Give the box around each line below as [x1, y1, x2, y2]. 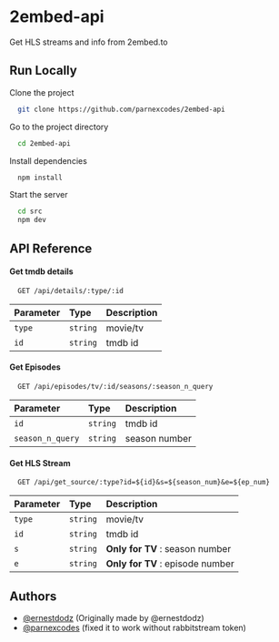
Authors [9, 588, 57, 604]
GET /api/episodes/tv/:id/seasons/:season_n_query [17, 382, 214, 391]
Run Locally [9, 63, 77, 78]
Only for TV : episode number [105, 557, 234, 570]
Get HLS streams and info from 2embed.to [9, 36, 168, 47]
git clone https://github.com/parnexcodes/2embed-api [17, 105, 225, 114]
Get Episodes [9, 362, 61, 372]
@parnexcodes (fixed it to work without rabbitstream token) [22, 622, 247, 633]
